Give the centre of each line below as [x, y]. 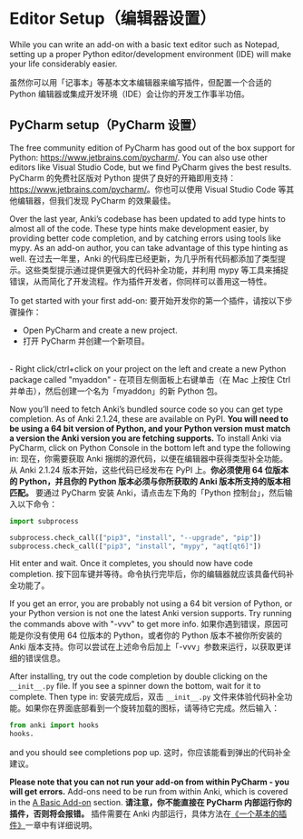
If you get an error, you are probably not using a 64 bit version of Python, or [151, 604]
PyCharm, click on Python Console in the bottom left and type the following [150, 447]
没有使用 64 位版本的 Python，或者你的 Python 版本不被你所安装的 [158, 635]
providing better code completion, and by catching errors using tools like [145, 238]
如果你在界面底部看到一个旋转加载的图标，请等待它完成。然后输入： [152, 708]
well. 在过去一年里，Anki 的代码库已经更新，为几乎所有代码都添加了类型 [144, 258]
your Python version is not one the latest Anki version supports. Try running [151, 614]
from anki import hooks [54, 725]
